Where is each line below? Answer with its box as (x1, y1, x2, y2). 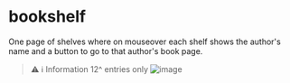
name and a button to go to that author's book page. (8, 45, 203, 56)
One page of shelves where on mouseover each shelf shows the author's (8, 36, 281, 47)
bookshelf (8, 6, 87, 27)
